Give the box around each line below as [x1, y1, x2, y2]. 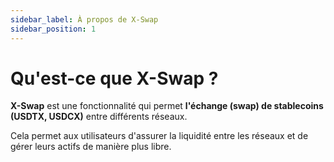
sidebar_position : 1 [10, 24, 97, 34]
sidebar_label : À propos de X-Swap [10, 14, 159, 25]
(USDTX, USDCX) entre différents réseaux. [10, 111, 188, 123]
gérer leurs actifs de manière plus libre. [10, 141, 172, 153]
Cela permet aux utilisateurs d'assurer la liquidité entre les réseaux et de [10, 130, 309, 142]
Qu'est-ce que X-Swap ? [10, 67, 219, 90]
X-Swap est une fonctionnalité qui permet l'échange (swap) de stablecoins [10, 100, 324, 112]
